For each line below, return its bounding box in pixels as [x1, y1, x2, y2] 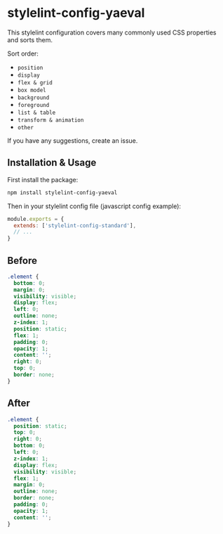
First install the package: [7, 175, 79, 184]
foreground [17, 101, 50, 108]
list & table [17, 109, 56, 116]
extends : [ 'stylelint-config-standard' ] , [13, 222, 137, 229]
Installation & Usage [7, 157, 97, 169]
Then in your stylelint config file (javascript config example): [7, 202, 181, 210]
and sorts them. [7, 35, 53, 44]
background [17, 94, 50, 101]
